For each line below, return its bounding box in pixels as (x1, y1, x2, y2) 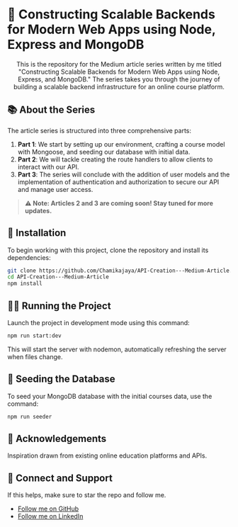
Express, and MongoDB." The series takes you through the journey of (17, 74, 221, 84)
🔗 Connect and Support (7, 472, 113, 484)
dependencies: (7, 253, 51, 261)
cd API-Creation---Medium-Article (7, 273, 110, 280)
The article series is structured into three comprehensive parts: (7, 126, 192, 135)
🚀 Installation (7, 227, 67, 239)
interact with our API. (17, 162, 79, 171)
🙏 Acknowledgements (7, 432, 107, 445)
